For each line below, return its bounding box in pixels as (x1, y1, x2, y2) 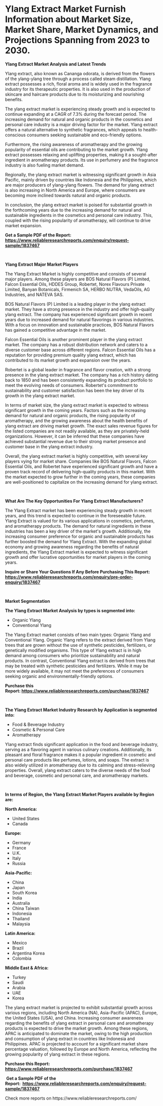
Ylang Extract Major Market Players (5, 261, 79, 267)
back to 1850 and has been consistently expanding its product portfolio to (5, 377, 153, 383)
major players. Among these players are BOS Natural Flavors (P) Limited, (5, 276, 151, 282)
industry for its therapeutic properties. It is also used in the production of (5, 86, 151, 92)
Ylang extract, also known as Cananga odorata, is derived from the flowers (5, 70, 155, 76)
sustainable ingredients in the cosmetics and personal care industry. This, (5, 212, 153, 218)
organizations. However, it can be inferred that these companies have (5, 433, 145, 439)
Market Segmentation (5, 598, 50, 604)
